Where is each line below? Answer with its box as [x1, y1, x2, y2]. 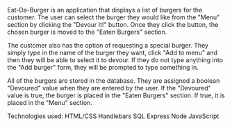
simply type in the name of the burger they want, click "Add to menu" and [7, 48, 217, 57]
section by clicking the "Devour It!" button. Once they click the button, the [7, 21, 219, 28]
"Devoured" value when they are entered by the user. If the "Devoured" [7, 84, 212, 92]
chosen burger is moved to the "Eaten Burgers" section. [7, 28, 167, 36]
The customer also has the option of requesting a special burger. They [7, 41, 208, 49]
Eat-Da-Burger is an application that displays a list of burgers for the [7, 6, 203, 14]
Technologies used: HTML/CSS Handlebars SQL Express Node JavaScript [7, 112, 219, 120]
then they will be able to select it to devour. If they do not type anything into [7, 56, 224, 64]
